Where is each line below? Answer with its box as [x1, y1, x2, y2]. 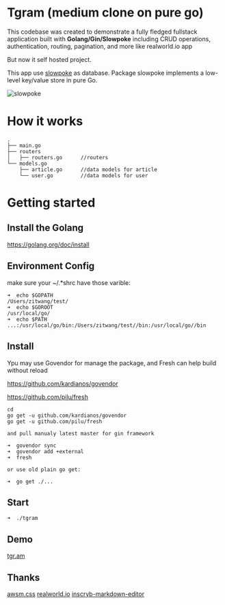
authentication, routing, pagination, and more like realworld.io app [7, 42, 193, 50]
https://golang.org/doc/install [7, 240, 90, 249]
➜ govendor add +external [7, 448, 84, 455]
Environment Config [7, 260, 95, 272]
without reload [7, 366, 48, 374]
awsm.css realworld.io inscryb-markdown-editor [7, 589, 145, 598]
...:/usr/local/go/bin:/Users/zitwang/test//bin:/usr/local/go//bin [7, 321, 207, 329]
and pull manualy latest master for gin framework [7, 430, 155, 437]
